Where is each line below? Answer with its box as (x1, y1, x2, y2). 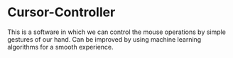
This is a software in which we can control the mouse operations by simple (7, 28, 226, 36)
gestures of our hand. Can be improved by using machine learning (7, 35, 202, 43)
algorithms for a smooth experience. (7, 42, 114, 51)
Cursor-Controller (7, 4, 116, 21)
